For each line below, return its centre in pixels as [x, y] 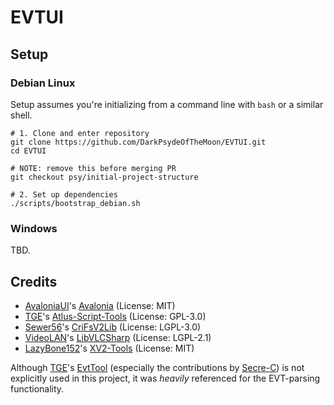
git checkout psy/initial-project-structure [104, 177]
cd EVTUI [28, 151]
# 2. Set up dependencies [64, 194]
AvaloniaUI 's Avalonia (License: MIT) [100, 305]
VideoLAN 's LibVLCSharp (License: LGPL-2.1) [118, 337]
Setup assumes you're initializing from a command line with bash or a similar [167, 104]
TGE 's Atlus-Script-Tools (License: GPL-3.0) [115, 316]
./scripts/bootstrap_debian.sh [75, 203]
